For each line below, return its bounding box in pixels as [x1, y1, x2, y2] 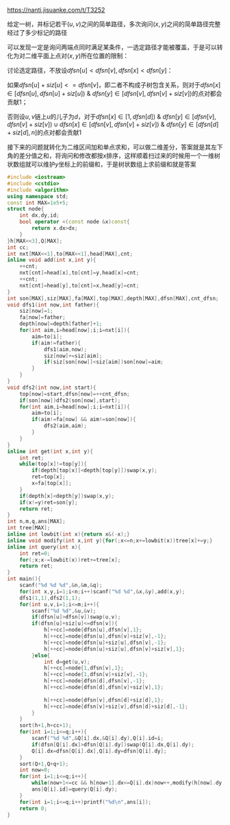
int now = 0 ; [19, 767, 51, 774]
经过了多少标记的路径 [7, 29, 67, 36]
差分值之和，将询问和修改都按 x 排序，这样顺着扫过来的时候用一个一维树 [18, 152, 220, 160]
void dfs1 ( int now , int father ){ [7, 301, 99, 308]
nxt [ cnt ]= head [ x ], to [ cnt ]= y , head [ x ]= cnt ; [19, 270, 140, 276]
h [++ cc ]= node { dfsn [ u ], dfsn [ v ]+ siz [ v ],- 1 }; [43, 633, 167, 640]
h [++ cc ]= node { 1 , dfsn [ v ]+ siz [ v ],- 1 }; [43, 671, 149, 678]
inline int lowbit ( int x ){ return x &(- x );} [7, 531, 130, 538]
